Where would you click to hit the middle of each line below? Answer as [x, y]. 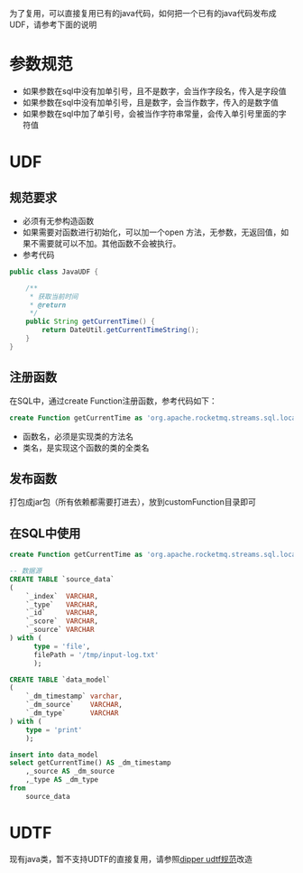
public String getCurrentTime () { [90, 322]
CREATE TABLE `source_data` [62, 579]
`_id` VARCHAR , [62, 613]
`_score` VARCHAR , [62, 621]
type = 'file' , [62, 646]
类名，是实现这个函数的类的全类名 [86, 447]
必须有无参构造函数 [58, 220]
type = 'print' [54, 729]
